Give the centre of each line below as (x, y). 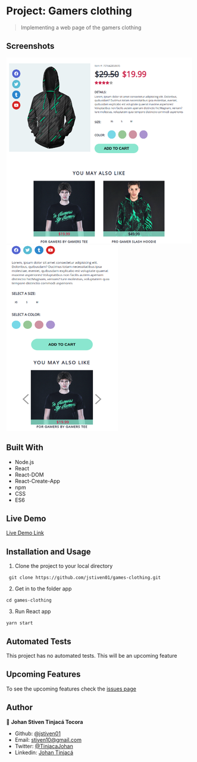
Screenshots (30, 46)
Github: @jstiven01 (38, 733)
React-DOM (29, 474)
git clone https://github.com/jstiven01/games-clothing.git (85, 578)
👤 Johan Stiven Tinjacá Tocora (45, 721)
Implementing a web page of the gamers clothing (81, 27)
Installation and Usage (49, 551)
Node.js (24, 462)
